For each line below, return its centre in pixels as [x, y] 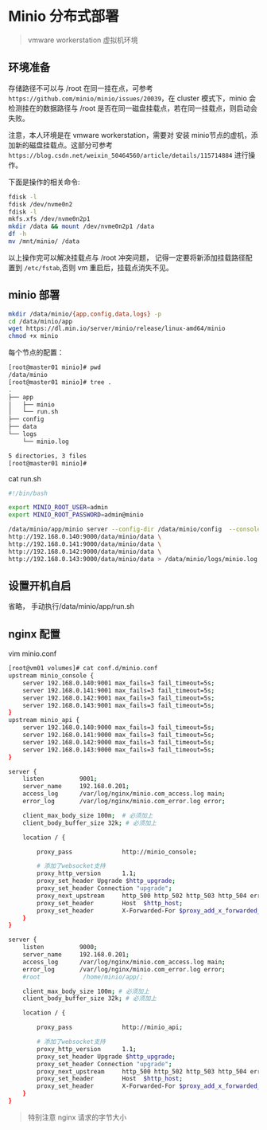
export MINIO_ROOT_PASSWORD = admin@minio [76, 515]
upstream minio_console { [51, 676]
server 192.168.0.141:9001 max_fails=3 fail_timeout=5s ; [119, 690]
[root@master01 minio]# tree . [60, 382]
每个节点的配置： [36, 352]
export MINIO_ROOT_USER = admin [58, 508]
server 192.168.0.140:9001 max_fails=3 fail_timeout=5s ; [119, 683]
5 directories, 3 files [48, 456]
